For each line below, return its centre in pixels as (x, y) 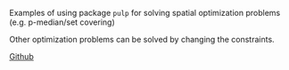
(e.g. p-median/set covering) (62, 22)
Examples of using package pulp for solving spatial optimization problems (145, 13)
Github (21, 56)
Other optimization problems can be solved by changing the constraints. (142, 39)
